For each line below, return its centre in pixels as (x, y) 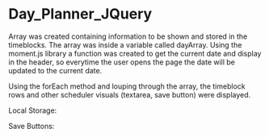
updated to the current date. (55, 70)
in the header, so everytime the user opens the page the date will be (122, 62)
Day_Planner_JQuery (80, 14)
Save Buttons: (32, 126)
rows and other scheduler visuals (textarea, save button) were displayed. (130, 94)
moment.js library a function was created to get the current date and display (135, 53)
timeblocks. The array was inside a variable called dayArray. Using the (125, 44)
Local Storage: (33, 110)
